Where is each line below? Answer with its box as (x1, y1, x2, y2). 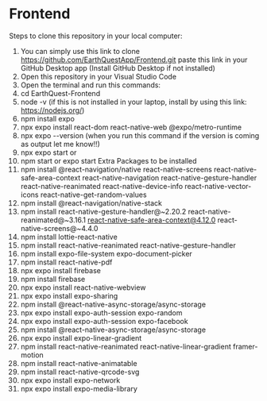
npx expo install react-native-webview (20, 283, 146, 292)
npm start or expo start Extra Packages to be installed (20, 156, 197, 165)
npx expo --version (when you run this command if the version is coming (20, 130, 260, 140)
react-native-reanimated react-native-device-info (20, 181, 184, 191)
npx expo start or (20, 148, 77, 157)
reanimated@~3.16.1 (20, 215, 87, 225)
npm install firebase (20, 274, 86, 283)
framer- (232, 341, 258, 351)
